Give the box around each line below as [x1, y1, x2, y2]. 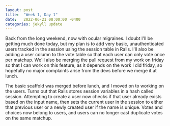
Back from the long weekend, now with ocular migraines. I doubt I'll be [5, 35, 153, 41]
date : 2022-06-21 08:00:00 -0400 [5, 17, 81, 22]
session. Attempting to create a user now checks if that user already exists [5, 94, 162, 100]
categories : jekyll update [5, 21, 63, 27]
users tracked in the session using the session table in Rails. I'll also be [5, 46, 154, 52]
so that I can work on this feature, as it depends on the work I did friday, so [5, 62, 163, 68]
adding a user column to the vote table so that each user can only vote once [5, 52, 165, 58]
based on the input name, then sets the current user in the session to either [5, 99, 163, 105]
